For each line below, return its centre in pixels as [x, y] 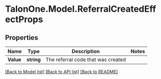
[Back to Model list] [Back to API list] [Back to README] [62, 72]
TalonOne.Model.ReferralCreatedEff [81, 9]
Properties [22, 38]
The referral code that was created [86, 60]
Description [86, 51]
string [33, 60]
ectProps [24, 19]
